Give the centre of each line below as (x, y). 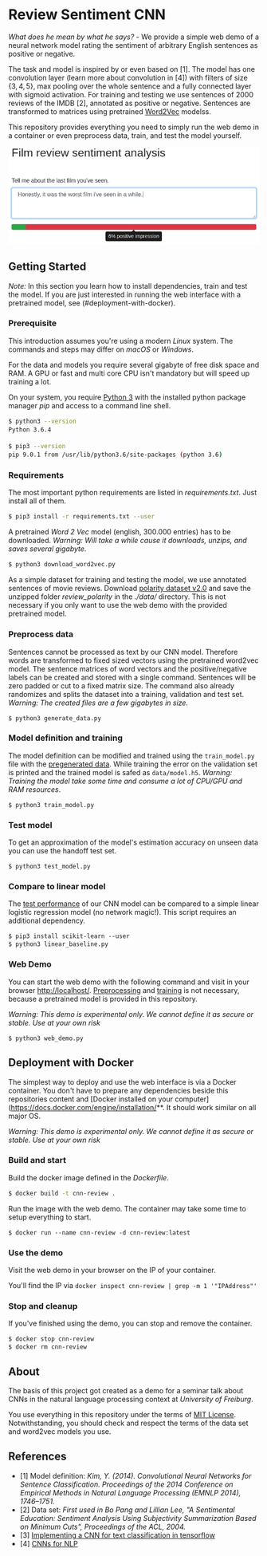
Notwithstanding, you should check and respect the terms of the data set (128, 1423)
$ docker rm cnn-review (48, 1347)
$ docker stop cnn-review (51, 1339)
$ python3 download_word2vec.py (62, 565)
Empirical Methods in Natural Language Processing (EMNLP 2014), (130, 1492)
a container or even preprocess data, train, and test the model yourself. (125, 135)
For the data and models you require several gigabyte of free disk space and (134, 364)
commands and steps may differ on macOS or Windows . (101, 349)
